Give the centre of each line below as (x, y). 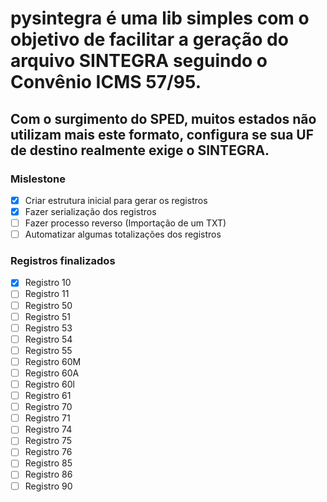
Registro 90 (48, 486)
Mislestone (38, 179)
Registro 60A (52, 373)
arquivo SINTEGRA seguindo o (139, 61)
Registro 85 (48, 463)
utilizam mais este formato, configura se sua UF (162, 134)
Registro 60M (53, 361)
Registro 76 (48, 452)
